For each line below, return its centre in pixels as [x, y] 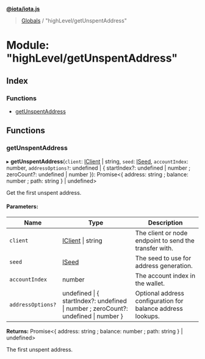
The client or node [161, 233]
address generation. [164, 266]
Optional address [160, 293]
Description [165, 222]
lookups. [147, 316]
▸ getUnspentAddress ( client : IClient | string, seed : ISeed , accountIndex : [97, 161]
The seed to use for [163, 258]
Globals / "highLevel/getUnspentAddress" [74, 20]
